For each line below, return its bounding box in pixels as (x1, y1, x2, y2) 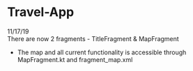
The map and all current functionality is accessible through (17, 48, 187, 56)
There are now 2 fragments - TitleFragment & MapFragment (7, 34, 179, 42)
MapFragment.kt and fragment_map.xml (17, 55, 133, 63)
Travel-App (7, 4, 75, 20)
